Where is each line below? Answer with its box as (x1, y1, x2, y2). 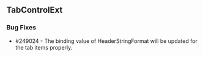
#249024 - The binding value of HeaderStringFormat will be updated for (15, 37, 197, 45)
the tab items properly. (15, 44, 73, 51)
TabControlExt (6, 5, 63, 15)
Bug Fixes (6, 23, 37, 32)
